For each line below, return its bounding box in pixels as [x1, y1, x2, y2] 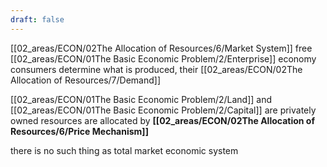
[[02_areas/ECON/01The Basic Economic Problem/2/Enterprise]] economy [10, 52, 317, 65]
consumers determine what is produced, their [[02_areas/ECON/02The [10, 63, 303, 75]
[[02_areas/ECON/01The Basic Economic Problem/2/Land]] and [10, 93, 273, 105]
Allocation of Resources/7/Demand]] [10, 74, 161, 86]
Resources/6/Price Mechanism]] [10, 125, 149, 137]
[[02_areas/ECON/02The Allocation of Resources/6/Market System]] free [10, 42, 313, 54]
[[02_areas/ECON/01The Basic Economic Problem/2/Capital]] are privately [10, 104, 317, 116]
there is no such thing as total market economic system [10, 144, 239, 156]
